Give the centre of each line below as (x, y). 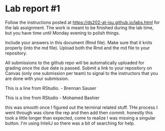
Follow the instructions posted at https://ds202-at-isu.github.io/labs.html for (82, 22)
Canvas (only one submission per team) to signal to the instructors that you (82, 73)
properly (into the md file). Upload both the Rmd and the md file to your (78, 48)
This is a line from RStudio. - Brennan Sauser (51, 88)
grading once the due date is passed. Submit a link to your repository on (79, 68)
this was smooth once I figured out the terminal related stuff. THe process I (82, 107)
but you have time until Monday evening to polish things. (62, 33)
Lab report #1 (33, 9)
